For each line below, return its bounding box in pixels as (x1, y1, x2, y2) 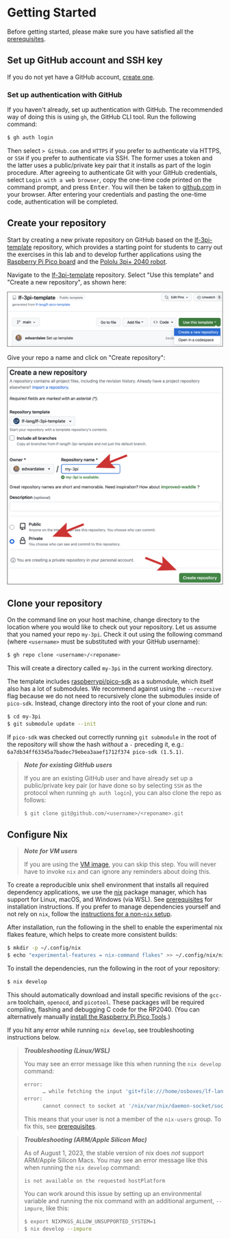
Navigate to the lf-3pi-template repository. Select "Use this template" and (7, 271, 214, 279)
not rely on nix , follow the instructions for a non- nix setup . (7, 909, 172, 918)
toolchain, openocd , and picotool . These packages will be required (18, 998, 205, 1006)
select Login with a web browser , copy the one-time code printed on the (7, 175, 212, 184)
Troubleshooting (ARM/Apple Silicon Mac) (23, 1136, 147, 1144)
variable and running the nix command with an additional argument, (23, 1197, 214, 1205)
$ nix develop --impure (23, 1225, 92, 1232)
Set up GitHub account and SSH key (7, 55, 163, 66)
